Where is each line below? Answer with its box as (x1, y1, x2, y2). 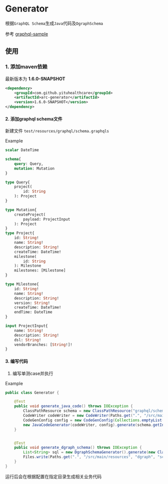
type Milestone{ (5, 282, 39, 287)
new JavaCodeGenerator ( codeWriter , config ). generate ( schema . (23, 422, 153, 427)
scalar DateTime (5, 147, 39, 153)
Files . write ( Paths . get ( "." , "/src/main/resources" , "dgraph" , (23, 454, 155, 459)
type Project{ (5, 231, 35, 236)
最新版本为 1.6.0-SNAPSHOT (5, 76, 65, 82)
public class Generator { (5, 390, 59, 395)
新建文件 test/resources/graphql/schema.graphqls (5, 128, 109, 134)
